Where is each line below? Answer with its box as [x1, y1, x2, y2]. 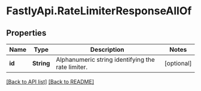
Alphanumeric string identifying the [56, 55, 156, 64]
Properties [6, 28, 47, 38]
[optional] [164, 59, 192, 67]
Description [90, 46, 124, 54]
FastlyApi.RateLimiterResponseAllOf [6, 4, 192, 18]
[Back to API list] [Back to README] [6, 79, 95, 85]
